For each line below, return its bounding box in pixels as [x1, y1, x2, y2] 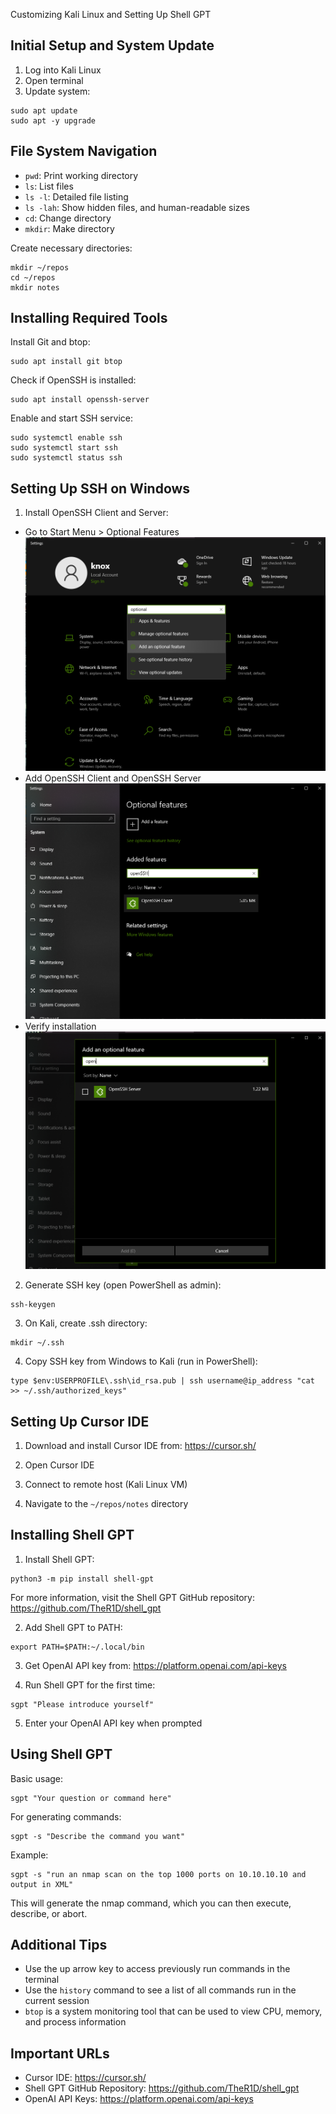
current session [24, 1995, 90, 2007]
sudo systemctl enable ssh [10, 433, 123, 443]
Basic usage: [10, 1772, 64, 1784]
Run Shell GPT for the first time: [24, 1679, 156, 1691]
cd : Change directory [24, 212, 112, 224]
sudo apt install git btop [10, 357, 123, 367]
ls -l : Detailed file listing [24, 190, 129, 203]
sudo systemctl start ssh [10, 443, 118, 453]
